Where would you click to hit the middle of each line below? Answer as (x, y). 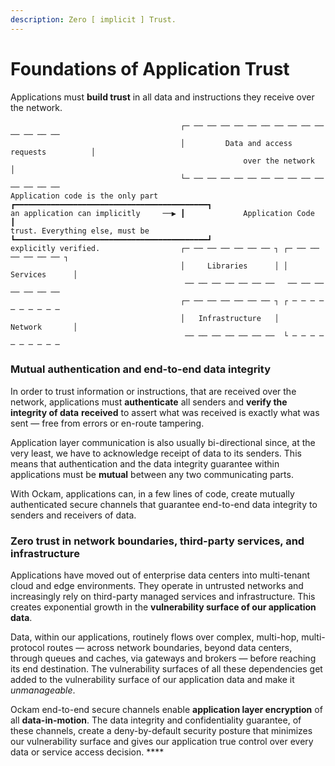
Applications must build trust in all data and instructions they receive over (162, 97)
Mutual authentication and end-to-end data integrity (141, 369)
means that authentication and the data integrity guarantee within (145, 463)
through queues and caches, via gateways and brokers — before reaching (163, 658)
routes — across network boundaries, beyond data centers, (169, 648)
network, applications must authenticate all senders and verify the (149, 402)
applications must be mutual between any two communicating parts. (152, 474)
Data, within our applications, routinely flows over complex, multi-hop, (155, 637)
